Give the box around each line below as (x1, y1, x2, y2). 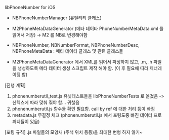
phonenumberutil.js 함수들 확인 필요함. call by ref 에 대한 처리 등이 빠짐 (12, 106, 155, 112)
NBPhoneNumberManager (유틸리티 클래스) (12, 15, 102, 21)
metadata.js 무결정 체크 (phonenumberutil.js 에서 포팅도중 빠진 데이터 (12, 112, 153, 118)
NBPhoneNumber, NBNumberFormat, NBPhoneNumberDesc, (12, 42, 140, 48)
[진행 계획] (5, 82, 26, 88)
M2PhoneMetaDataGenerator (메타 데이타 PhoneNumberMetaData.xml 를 (12, 25, 164, 31)
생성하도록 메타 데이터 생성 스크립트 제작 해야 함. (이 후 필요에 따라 (17, 65, 149, 71)
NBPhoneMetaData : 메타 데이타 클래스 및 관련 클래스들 (12, 48, 123, 54)
